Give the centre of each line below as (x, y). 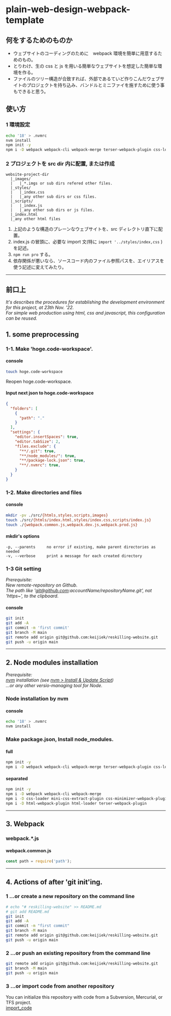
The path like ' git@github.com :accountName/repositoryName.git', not (79, 591)
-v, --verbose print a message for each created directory (74, 556)
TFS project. (19, 1003)
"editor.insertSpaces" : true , (47, 437)
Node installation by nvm (37, 699)
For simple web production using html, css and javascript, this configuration (85, 313)
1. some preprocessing (42, 334)
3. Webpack (25, 824)
